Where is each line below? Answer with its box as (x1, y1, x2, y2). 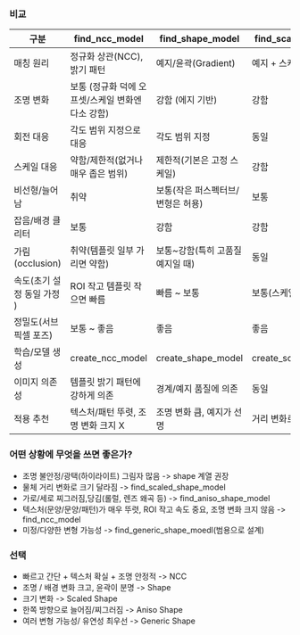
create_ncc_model (70, 352, 147, 365)
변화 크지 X (80, 419, 125, 432)
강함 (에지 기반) (155, 94, 218, 106)
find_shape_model (159, 33, 240, 45)
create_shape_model (155, 352, 244, 365)
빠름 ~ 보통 (155, 287, 200, 300)
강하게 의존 (70, 390, 114, 402)
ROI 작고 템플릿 (70, 280, 132, 293)
